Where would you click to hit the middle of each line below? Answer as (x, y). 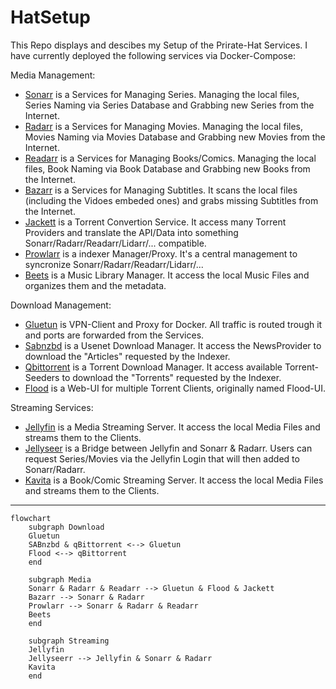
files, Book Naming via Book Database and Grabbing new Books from (167, 168)
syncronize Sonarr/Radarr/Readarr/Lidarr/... (114, 264)
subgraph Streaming (69, 641)
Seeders (42, 377)
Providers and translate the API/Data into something (131, 232)
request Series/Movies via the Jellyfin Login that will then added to (162, 458)
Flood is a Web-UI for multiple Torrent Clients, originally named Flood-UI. (175, 388)
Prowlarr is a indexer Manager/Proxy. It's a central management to (161, 253)
